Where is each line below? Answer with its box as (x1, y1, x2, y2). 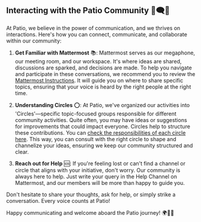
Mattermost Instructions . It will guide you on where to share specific (14, 77, 184, 84)
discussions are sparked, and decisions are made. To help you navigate (14, 64, 192, 71)
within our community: (6, 37, 62, 44)
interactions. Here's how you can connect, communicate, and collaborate (6, 31, 188, 38)
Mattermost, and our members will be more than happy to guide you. (14, 179, 185, 186)
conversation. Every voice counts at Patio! (6, 197, 110, 204)
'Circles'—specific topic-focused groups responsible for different (14, 110, 177, 117)
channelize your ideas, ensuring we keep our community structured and (14, 142, 193, 149)
